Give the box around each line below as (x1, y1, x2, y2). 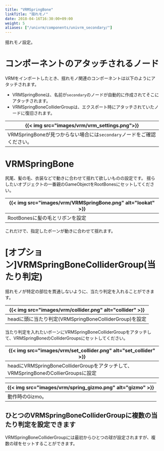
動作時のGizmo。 (7, 393, 47, 400)
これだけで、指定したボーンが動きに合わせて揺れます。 (5, 228, 116, 234)
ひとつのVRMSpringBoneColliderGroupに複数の (5, 411, 151, 420)
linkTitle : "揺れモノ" (5, 12, 48, 17)
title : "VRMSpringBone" (5, 7, 54, 12)
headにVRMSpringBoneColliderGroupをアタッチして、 (7, 362, 133, 369)
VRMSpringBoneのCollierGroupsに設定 (7, 369, 97, 376)
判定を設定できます (18, 421, 76, 429)
